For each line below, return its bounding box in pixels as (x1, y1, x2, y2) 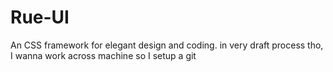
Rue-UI (10, 6, 70, 29)
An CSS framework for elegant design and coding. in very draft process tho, (10, 39, 324, 51)
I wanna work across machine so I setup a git (10, 49, 197, 61)
